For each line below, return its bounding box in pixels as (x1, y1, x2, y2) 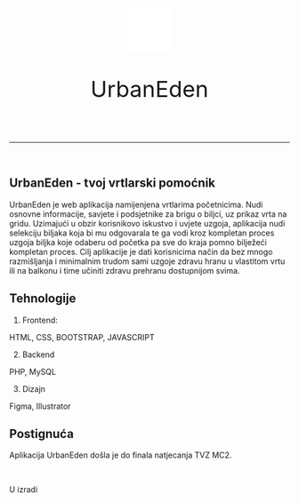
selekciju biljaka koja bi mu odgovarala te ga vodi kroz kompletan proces (9, 227, 275, 238)
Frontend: (21, 315, 58, 325)
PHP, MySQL (9, 366, 56, 377)
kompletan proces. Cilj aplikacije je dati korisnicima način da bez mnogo (9, 246, 273, 257)
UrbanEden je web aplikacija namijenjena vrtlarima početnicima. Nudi (9, 199, 263, 210)
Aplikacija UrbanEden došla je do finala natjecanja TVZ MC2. (9, 450, 232, 460)
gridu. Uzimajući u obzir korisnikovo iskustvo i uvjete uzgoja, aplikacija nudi (9, 218, 286, 228)
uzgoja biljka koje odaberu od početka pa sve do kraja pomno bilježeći (9, 236, 267, 247)
